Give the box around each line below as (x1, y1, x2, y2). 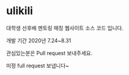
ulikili (6, 4, 33, 18)
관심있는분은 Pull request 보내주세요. (6, 49, 93, 57)
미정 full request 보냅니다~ (6, 62, 70, 69)
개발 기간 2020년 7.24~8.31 (6, 37, 71, 44)
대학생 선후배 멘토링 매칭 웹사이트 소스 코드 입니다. (6, 24, 124, 31)
